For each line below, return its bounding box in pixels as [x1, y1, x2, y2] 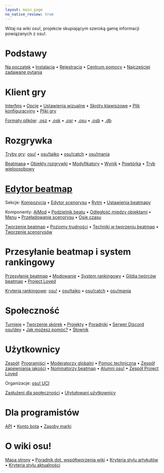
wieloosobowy [5, 166, 35, 172]
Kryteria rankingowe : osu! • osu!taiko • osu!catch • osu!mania [5, 288, 131, 294]
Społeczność [5, 305, 60, 316]
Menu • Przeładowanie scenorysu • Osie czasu [5, 214, 101, 220]
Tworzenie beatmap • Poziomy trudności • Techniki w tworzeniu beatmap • [5, 224, 159, 230]
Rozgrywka [5, 135, 53, 146]
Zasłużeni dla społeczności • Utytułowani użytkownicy [5, 390, 116, 396]
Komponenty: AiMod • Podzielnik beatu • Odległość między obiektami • [5, 209, 152, 215]
